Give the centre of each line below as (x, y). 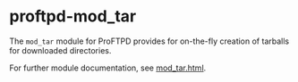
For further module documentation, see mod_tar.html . (108, 68)
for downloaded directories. (60, 50)
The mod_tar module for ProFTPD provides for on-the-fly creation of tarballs (149, 41)
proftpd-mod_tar (73, 16)
